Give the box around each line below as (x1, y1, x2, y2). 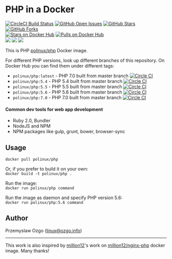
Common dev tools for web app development (5, 106, 103, 112)
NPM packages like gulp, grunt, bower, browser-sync (12, 128, 125, 135)
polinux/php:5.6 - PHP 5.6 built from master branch (12, 89, 122, 95)
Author (5, 214, 28, 223)
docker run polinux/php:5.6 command (5, 200, 83, 205)
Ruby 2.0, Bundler (12, 118, 51, 124)
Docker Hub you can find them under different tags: (5, 62, 114, 69)
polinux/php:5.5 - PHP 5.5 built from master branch (12, 83, 122, 90)
